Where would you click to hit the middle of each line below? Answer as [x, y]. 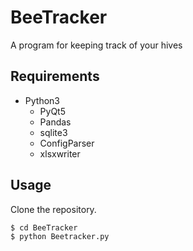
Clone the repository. [53, 209]
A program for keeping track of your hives [96, 45]
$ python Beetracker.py [60, 236]
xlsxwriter [60, 153]
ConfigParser [67, 143]
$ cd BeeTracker [44, 227]
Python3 [42, 100]
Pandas [55, 122]
